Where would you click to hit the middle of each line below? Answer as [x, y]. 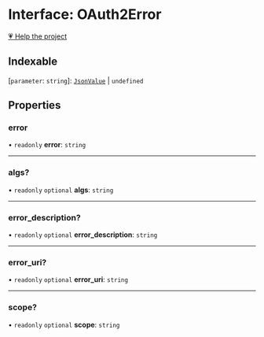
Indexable [33, 62]
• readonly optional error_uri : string [68, 280]
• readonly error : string [47, 145]
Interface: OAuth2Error [85, 15]
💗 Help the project [38, 36]
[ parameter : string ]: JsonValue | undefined [76, 80]
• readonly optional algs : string [61, 190]
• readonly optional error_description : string [83, 235]
